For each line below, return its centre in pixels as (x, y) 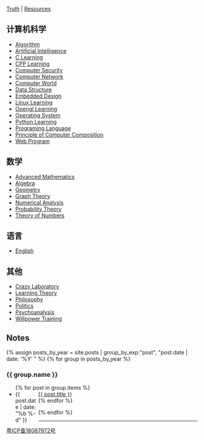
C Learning (29, 57)
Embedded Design (38, 96)
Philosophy (29, 299)
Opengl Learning (36, 109)
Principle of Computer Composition (59, 134)
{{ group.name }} (32, 374)
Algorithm (27, 44)
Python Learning (36, 121)
